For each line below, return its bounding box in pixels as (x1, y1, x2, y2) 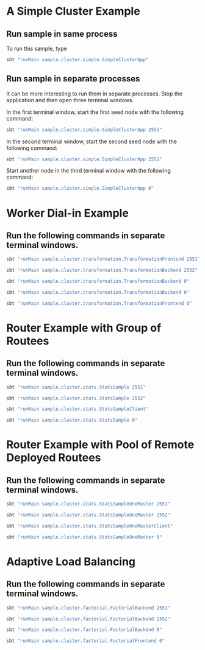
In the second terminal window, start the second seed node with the (6, 138, 177, 145)
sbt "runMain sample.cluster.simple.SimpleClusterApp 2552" (6, 156, 163, 162)
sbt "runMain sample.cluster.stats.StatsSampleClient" (6, 406, 149, 413)
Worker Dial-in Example (6, 206, 129, 220)
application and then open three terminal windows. (6, 96, 134, 103)
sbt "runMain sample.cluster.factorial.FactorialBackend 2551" (6, 605, 171, 611)
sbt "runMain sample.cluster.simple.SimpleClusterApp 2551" (6, 127, 163, 133)
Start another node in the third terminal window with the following (6, 167, 171, 174)
